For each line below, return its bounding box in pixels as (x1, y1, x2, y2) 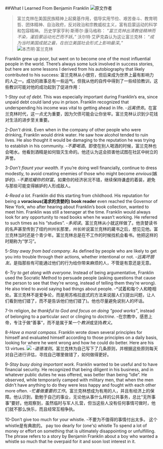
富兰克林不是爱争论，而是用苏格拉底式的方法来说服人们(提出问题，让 (13, 292, 151, 297)
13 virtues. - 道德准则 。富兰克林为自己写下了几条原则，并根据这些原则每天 (5, 346, 158, 351)
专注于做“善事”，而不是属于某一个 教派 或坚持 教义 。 (13, 320, 115, 325)
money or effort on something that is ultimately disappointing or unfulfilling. (5, 428, 156, 434)
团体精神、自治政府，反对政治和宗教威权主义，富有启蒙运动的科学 (25, 22, 158, 27)
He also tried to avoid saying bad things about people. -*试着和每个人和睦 (5, 286, 152, 292)
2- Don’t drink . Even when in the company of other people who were (5, 127, 141, 133)
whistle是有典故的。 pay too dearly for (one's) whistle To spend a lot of (5, 423, 147, 429)
